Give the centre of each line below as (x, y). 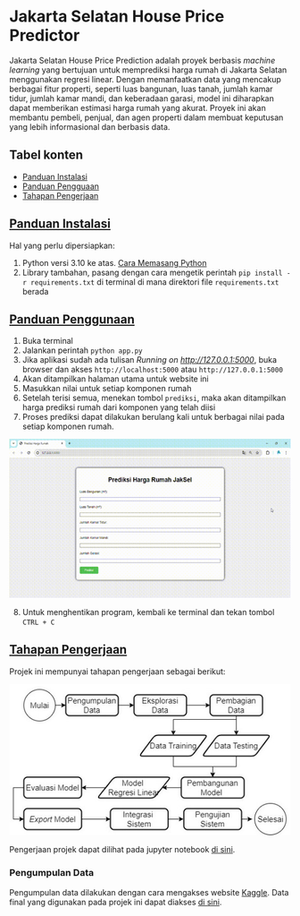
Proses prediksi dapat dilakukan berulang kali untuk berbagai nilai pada (154, 417)
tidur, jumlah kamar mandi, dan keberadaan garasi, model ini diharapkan (142, 98)
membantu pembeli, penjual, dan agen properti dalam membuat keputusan (146, 117)
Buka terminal (47, 341)
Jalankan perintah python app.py (82, 350)
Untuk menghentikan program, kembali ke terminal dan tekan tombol (148, 612)
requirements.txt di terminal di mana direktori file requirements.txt (155, 282)
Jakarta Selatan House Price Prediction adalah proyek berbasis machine (142, 60)
